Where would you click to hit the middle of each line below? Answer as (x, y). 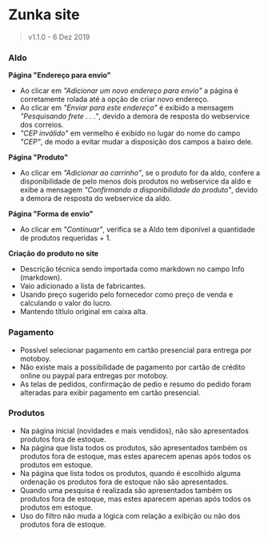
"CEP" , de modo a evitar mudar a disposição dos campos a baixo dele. (136, 142)
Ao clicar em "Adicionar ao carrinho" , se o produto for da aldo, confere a (140, 173)
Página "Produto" (38, 157)
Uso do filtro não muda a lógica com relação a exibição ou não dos (130, 515)
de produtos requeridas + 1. (66, 238)
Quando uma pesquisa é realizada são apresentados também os (126, 490)
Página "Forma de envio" (51, 214)
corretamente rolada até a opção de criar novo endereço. (114, 99)
